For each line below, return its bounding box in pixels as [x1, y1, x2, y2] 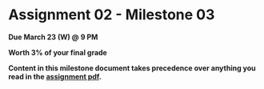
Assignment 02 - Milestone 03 [8, 6, 215, 24]
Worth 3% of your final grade [8, 47, 108, 57]
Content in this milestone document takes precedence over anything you [8, 63, 256, 73]
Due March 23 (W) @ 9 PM [8, 32, 98, 42]
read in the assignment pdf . [8, 71, 102, 81]
